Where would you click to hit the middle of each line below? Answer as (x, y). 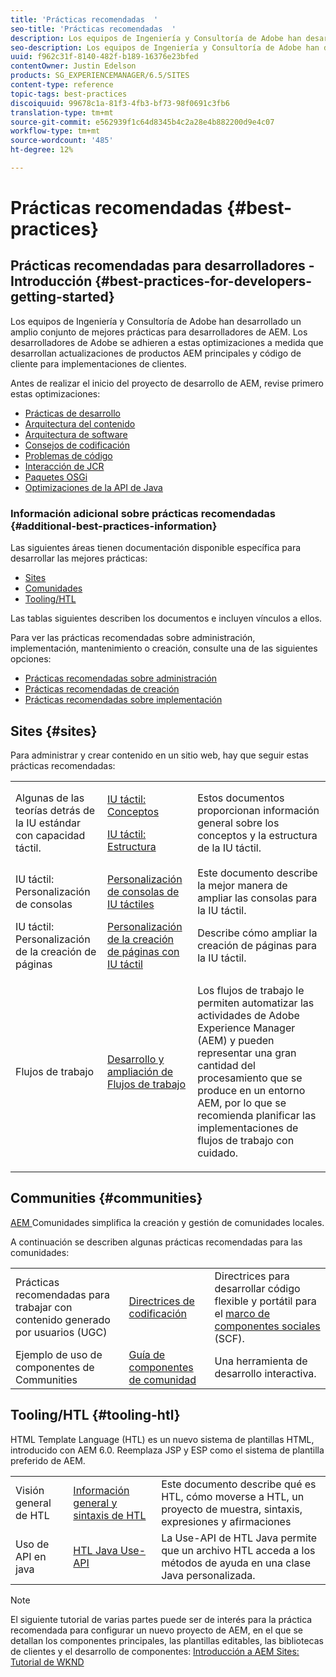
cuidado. (218, 1153)
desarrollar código (257, 1288)
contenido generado (63, 1319)
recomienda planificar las (257, 1115)
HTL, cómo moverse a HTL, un (233, 1496)
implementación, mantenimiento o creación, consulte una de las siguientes (164, 648)
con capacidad (50, 835)
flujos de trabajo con (246, 1140)
